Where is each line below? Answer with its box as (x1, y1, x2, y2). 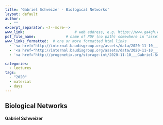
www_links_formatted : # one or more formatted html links (5, 39, 127, 44)
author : (5, 16, 21, 21)
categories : (5, 61, 29, 66)
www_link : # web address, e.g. (5, 30, 116, 35)
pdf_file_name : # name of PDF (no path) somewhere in (5, 35, 145, 39)
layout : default (5, 12, 38, 17)
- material (9, 79, 32, 84)
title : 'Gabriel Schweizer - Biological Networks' (5, 7, 110, 12)
